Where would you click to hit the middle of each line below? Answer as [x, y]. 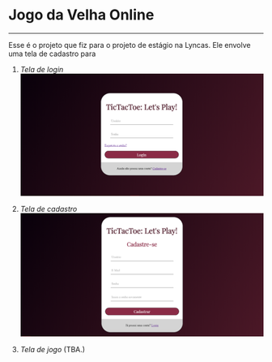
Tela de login [42, 69]
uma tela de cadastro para [52, 54]
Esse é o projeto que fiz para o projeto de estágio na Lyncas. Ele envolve [130, 45]
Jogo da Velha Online [81, 15]
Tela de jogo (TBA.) [53, 349]
